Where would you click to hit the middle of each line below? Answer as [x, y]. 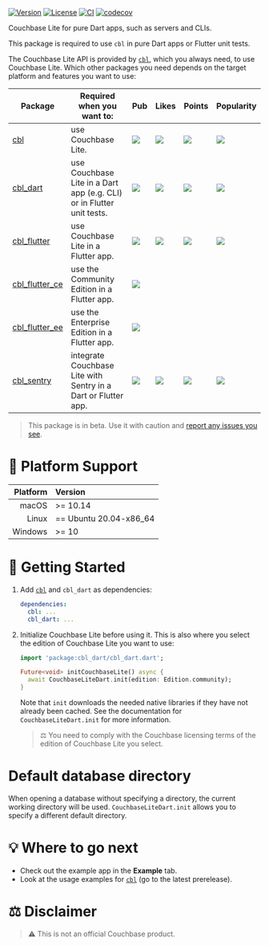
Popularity [236, 106]
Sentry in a [91, 385]
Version [70, 491]
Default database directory [100, 776]
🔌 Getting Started [67, 567]
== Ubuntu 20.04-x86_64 [105, 518]
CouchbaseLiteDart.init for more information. [95, 720]
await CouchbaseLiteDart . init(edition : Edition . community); [130, 680]
